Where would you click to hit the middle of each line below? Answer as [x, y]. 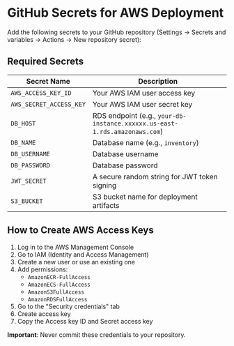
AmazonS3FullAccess [56, 292]
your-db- [172, 116]
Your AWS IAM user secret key [142, 104]
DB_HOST [23, 123]
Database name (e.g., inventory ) [146, 142]
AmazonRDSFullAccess [57, 299]
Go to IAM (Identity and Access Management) [83, 254]
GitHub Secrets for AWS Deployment [116, 13]
